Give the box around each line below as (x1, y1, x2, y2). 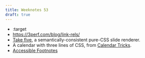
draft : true (5, 12, 30, 17)
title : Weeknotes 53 (5, 7, 49, 13)
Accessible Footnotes (12, 47, 58, 53)
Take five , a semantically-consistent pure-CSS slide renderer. (12, 36, 140, 43)
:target (12, 26, 27, 32)
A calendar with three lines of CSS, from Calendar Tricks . (12, 42, 132, 48)
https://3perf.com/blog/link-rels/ (12, 31, 80, 37)
